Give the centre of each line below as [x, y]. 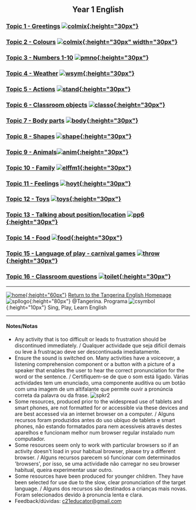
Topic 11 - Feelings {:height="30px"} [69, 183]
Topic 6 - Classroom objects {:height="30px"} [86, 105]
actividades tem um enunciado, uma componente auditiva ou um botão [100, 382]
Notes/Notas [22, 326]
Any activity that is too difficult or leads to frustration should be [90, 339]
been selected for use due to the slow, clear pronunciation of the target [100, 482]
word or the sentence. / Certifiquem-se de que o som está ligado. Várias [101, 376]
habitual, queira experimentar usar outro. [64, 470]
